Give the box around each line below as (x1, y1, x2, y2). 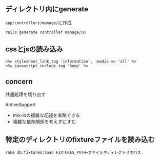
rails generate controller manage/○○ (5, 30, 86, 35)
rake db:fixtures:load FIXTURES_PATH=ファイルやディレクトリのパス (5, 150, 142, 155)
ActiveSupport (5, 102, 36, 108)
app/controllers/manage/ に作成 (5, 19, 72, 26)
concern (5, 77, 33, 86)
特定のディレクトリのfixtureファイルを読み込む (5, 135, 155, 144)
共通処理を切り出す (5, 91, 46, 97)
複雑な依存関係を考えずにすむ (12, 118, 76, 125)
